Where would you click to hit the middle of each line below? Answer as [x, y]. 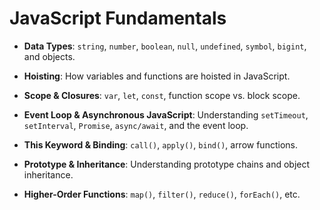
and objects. [49, 56]
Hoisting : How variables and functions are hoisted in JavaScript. [157, 76]
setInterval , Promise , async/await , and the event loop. [136, 125]
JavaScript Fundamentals [118, 18]
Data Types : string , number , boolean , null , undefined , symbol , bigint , [165, 46]
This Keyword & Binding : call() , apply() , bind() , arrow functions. [160, 144]
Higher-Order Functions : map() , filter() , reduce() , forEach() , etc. [162, 194]
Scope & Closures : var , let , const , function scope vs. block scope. [162, 95]
